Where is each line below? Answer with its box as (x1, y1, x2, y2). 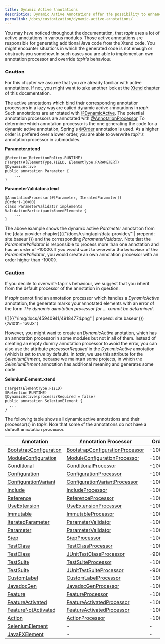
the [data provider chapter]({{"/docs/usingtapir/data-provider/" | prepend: (5, 230, 155, 237)
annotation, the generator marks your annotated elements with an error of (5, 300, 155, 306)
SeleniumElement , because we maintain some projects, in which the (5, 356, 142, 362)
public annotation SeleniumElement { (5, 398, 82, 403)
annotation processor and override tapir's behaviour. (5, 56, 112, 62)
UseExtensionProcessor (66, 502, 122, 509)
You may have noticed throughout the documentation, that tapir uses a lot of (5, 30, 160, 36)
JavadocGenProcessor (66, 582, 119, 589)
